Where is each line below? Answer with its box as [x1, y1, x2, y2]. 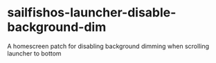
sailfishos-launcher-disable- [7, 5, 177, 21]
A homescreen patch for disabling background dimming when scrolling [7, 42, 210, 50]
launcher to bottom [7, 49, 62, 58]
